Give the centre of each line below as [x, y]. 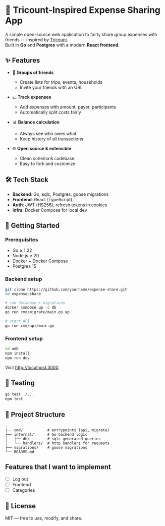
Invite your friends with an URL [51, 87]
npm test [14, 399]
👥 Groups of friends [33, 72]
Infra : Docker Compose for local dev [50, 210]
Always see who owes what [48, 133]
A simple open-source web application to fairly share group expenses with [81, 34]
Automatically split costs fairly [50, 112]
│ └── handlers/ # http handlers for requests [57, 443]
